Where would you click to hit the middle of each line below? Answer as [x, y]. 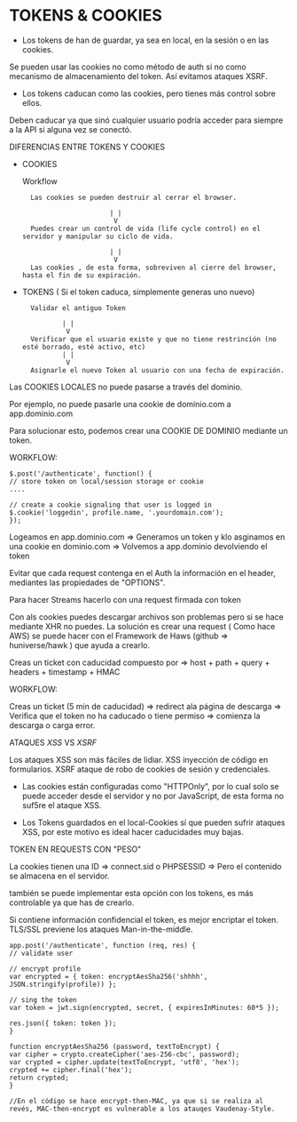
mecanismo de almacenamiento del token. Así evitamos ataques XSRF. [138, 76]
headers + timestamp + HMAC [65, 671]
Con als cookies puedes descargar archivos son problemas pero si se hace [146, 617]
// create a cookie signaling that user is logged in [111, 505]
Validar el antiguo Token [78, 308]
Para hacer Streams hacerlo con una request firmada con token [125, 599]
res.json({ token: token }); [63, 1023]
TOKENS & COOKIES [86, 16]
